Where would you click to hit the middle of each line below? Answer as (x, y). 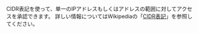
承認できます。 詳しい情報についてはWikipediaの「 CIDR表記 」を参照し (104, 16)
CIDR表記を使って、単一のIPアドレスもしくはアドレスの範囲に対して (91, 9)
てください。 (22, 24)
